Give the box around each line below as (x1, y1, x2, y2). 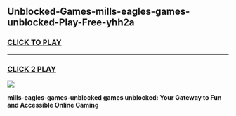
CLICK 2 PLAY (7, 64, 56, 74)
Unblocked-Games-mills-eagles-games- (7, 6, 190, 18)
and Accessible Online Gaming (7, 101, 99, 109)
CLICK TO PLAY (7, 38, 62, 48)
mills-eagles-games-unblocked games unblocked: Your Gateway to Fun (7, 93, 222, 101)
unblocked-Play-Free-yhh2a (7, 17, 135, 29)
